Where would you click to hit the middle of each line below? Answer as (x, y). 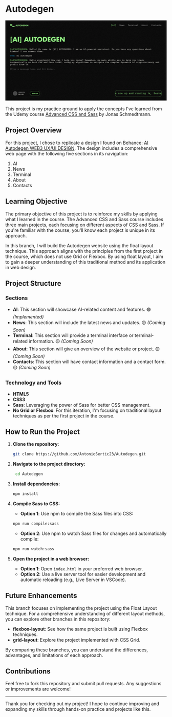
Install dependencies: (36, 484)
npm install (25, 494)
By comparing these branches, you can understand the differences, (77, 650)
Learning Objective (36, 201)
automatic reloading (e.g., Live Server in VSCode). (73, 580)
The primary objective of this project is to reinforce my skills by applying (81, 214)
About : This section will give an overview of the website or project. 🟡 (86, 349)
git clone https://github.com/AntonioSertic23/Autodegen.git (79, 454)
